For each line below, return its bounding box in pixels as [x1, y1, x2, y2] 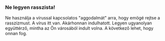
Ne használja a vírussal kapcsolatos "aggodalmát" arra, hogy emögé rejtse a [5, 15, 160, 21]
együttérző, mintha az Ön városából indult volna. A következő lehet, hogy [5, 25, 154, 31]
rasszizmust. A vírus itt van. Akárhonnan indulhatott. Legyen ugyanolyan [5, 20, 152, 26]
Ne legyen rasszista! [5, 4, 56, 11]
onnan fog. [5, 31, 27, 37]
